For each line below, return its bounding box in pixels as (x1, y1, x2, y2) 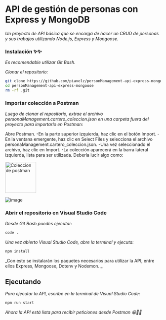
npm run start (5, 300, 35, 306)
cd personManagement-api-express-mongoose (5, 83, 94, 88)
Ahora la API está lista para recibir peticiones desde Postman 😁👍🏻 (5, 309, 142, 315)
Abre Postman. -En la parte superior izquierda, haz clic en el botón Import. (5, 131, 157, 137)
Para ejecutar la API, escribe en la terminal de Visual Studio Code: (5, 291, 140, 297)
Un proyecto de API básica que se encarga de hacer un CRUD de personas (5, 30, 159, 36)
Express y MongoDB (5, 14, 90, 25)
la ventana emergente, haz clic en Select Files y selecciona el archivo (11, 136, 153, 142)
